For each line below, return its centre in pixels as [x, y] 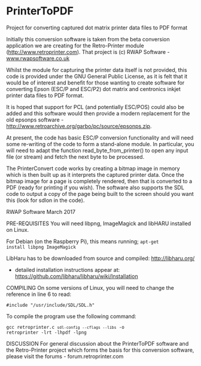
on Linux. [18, 229]
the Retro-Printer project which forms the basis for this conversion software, [100, 350]
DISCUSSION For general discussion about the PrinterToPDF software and [98, 343]
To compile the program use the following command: [71, 316]
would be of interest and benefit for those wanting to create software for [95, 83]
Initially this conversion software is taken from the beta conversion [88, 39]
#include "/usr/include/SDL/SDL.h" [51, 305]
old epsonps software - [35, 120]
